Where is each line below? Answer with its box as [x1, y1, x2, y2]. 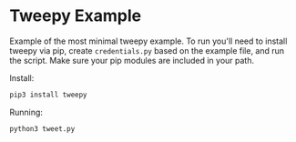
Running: [9, 106, 44, 117]
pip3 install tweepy [9, 90, 88, 99]
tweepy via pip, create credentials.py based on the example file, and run [9, 45, 285, 56]
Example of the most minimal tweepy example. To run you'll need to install [9, 35, 288, 46]
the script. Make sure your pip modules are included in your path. [9, 55, 255, 66]
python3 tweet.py [9, 124, 76, 133]
